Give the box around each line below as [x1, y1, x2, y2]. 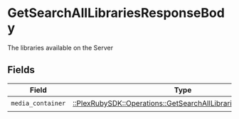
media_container [11, 99, 66, 108]
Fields [7, 64, 36, 76]
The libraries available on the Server [7, 43, 114, 52]
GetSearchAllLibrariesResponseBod [7, 5, 225, 21]
